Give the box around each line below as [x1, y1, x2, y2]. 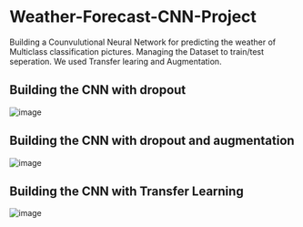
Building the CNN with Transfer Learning [9, 183, 244, 199]
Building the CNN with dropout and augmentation [9, 133, 295, 149]
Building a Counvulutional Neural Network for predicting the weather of [9, 36, 277, 47]
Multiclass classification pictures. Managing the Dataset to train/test [9, 46, 265, 57]
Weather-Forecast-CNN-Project [9, 6, 258, 27]
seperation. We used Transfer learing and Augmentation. [9, 56, 222, 67]
